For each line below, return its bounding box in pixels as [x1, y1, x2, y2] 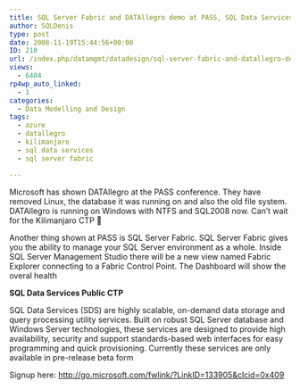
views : [9, 63, 34, 72]
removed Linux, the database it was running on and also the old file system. [9, 195, 287, 206]
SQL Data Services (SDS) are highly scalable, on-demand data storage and [9, 304, 286, 315]
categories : [9, 95, 54, 105]
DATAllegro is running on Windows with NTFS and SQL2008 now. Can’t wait [9, 205, 288, 216]
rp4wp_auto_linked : [9, 79, 82, 88]
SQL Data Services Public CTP [9, 287, 124, 298]
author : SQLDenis [9, 21, 74, 30]
